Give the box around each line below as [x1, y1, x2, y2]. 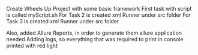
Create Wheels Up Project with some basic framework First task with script [6, 5, 192, 12]
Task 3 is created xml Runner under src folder [6, 18, 119, 25]
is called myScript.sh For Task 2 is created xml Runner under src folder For [6, 11, 191, 19]
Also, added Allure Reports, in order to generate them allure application [6, 29, 182, 36]
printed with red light [6, 42, 58, 49]
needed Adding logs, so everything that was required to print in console [6, 36, 184, 42]
